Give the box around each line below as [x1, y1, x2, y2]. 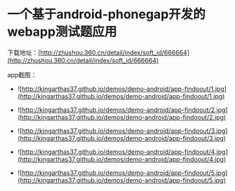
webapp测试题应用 [7, 24, 117, 40]
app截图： [7, 71, 37, 79]
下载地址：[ [7, 48, 41, 57]
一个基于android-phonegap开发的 [7, 6, 206, 22]
